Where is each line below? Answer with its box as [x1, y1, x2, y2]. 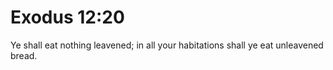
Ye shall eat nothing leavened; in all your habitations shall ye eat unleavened [10, 39, 324, 51]
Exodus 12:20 [10, 6, 125, 29]
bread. [10, 49, 38, 61]
